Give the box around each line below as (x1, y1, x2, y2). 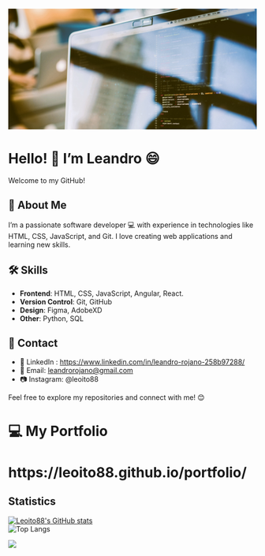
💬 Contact (8, 337, 58, 350)
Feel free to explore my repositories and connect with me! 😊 (8, 393, 205, 402)
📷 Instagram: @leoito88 (19, 375, 99, 384)
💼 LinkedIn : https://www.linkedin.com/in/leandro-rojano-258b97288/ (19, 357, 245, 367)
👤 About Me (8, 199, 67, 212)
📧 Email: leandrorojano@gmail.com (19, 366, 134, 375)
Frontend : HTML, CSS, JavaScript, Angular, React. (19, 289, 184, 298)
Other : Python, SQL (19, 313, 84, 323)
